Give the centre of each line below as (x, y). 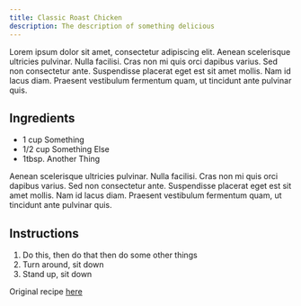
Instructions (44, 234)
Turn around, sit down (63, 265)
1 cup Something (53, 139)
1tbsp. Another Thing (61, 159)
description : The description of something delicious (112, 26)
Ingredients (42, 118)
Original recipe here (46, 292)
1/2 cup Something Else (66, 149)
